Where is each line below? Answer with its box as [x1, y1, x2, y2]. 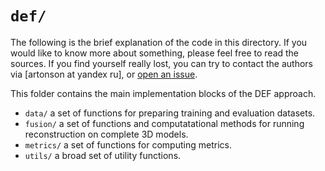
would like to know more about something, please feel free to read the [10, 47, 300, 59]
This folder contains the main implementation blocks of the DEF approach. [10, 87, 317, 99]
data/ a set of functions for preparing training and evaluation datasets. [24, 107, 316, 119]
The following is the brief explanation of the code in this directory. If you [10, 36, 308, 48]
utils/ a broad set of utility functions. [24, 149, 182, 161]
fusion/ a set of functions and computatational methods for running [24, 117, 305, 129]
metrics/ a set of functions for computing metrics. [24, 138, 232, 151]
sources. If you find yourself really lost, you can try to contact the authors [10, 57, 313, 69]
